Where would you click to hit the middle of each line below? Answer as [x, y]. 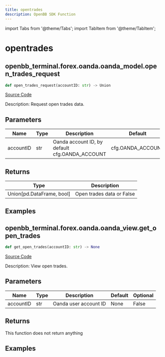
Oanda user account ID [80, 303]
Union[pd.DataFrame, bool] [39, 194]
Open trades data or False [105, 194]
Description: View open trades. [36, 266]
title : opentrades [24, 10]
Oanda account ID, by [78, 142]
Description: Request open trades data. [45, 104]
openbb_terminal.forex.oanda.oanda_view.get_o [81, 228]
